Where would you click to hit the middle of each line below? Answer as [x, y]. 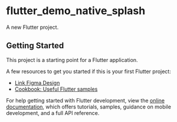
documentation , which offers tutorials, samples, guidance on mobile [88, 107]
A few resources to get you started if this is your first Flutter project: [88, 71]
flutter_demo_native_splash [76, 11]
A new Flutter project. [32, 27]
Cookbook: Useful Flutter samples [56, 89]
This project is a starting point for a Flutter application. [72, 60]
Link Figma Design [37, 83]
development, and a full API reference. [53, 113]
